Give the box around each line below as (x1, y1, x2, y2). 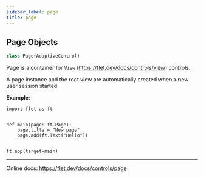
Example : (6, 94, 30, 101)
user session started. (6, 83, 59, 90)
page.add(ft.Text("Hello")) (17, 132, 88, 139)
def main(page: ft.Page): (6, 122, 72, 128)
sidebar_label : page (6, 9, 59, 15)
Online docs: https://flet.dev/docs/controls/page (6, 165, 127, 172)
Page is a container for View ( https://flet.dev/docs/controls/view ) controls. (6, 64, 191, 72)
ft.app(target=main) (6, 148, 59, 155)
